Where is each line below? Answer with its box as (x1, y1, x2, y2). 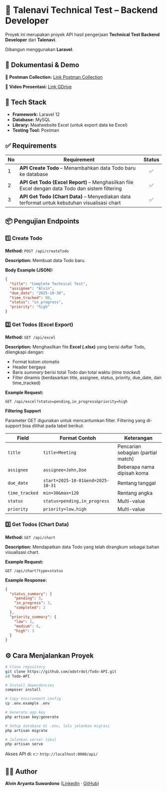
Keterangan (124, 435, 153, 441)
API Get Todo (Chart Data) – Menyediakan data (19, 193, 131, 200)
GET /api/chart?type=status (5, 568, 64, 573)
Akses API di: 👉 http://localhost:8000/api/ (5, 751, 98, 757)
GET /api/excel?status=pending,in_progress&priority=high (5, 399, 128, 404)
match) (117, 455, 134, 462)
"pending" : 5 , (14, 596, 43, 601)
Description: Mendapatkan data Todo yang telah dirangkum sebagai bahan (5, 544, 160, 550)
